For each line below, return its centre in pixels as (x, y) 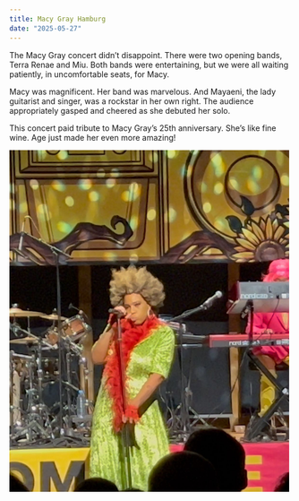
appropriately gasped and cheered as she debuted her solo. (120, 110)
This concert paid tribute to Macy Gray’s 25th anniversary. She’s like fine (143, 128)
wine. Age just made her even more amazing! (93, 137)
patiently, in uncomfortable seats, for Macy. (90, 74)
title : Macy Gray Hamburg (57, 19)
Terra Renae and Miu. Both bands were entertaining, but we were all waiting (149, 65)
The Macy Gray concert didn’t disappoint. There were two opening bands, (146, 55)
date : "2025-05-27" (46, 28)
